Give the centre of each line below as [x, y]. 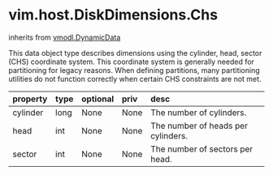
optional [97, 99]
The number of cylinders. [198, 113]
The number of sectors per [201, 149]
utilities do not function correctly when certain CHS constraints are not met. [135, 79]
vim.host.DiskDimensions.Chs [113, 15]
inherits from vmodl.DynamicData [65, 37]
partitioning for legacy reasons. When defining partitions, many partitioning [134, 70]
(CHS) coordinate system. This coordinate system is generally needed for [131, 62]
